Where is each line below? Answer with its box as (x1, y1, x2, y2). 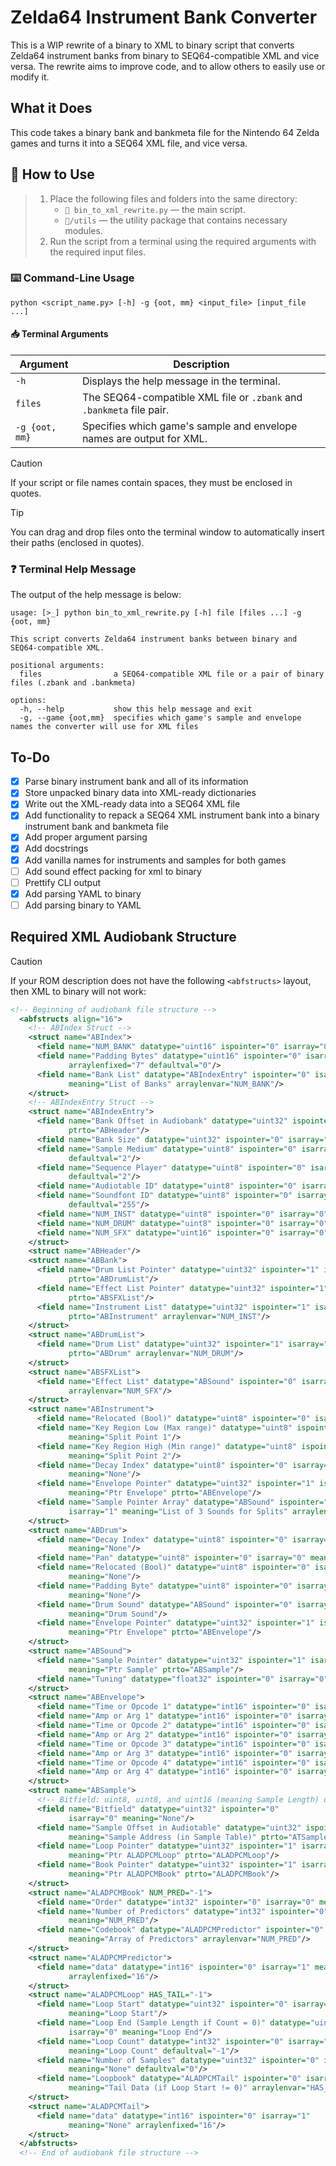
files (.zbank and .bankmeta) (10, 678, 137, 688)
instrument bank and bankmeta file (24, 821, 169, 833)
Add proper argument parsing (24, 831, 148, 843)
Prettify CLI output (24, 876, 101, 888)
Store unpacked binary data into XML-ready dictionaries (24, 787, 257, 799)
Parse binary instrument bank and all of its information (24, 776, 249, 788)
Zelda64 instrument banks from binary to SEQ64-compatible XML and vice (10, 49, 320, 61)
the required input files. (49, 246, 147, 258)
